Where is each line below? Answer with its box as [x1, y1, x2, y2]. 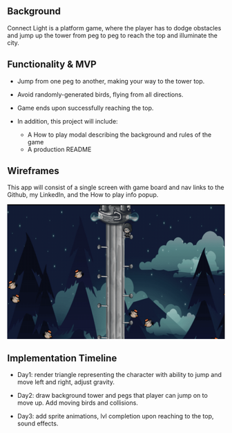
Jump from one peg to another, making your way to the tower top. [17, 77, 205, 85]
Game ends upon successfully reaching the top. [17, 104, 154, 112]
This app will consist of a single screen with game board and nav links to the [7, 183, 224, 192]
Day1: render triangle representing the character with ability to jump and [17, 371, 222, 379]
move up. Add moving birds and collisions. [17, 398, 138, 407]
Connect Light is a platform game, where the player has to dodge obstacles [7, 23, 222, 32]
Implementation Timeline [7, 352, 117, 364]
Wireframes [7, 165, 60, 177]
